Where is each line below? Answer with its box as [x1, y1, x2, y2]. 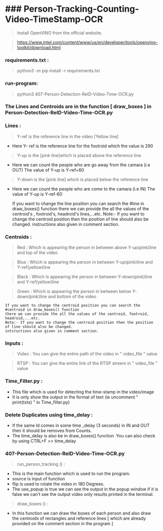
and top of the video [17, 250, 58, 256]
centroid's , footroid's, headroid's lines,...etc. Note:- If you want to [12, 211, 145, 216]
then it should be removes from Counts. [12, 428, 92, 433]
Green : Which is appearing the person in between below [17, 289, 131, 295]
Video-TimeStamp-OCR [5, 14, 103, 25]
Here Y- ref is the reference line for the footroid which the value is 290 [12, 143, 153, 149]
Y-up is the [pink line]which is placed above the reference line [17, 152, 141, 158]
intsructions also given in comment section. [5, 329, 99, 334]
